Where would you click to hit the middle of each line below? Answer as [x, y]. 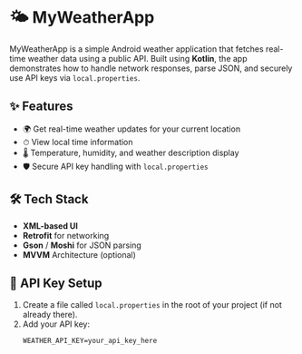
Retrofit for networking [66, 235]
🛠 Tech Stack [49, 199]
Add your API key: [56, 324]
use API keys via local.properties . [75, 77]
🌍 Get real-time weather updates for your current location [132, 129]
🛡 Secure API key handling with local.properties [115, 166]
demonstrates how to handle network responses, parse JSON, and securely [151, 68]
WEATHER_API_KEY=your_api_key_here [90, 341]
